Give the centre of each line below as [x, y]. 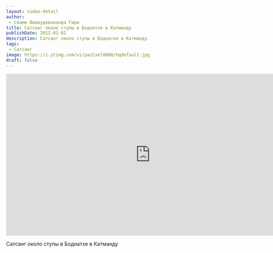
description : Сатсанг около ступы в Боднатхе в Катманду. [78, 38]
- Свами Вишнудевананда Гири [44, 22]
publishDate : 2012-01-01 [36, 33]
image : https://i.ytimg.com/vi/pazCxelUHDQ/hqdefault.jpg [78, 55]
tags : [13, 44]
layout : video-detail [32, 11]
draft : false [22, 60]
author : [15, 17]
